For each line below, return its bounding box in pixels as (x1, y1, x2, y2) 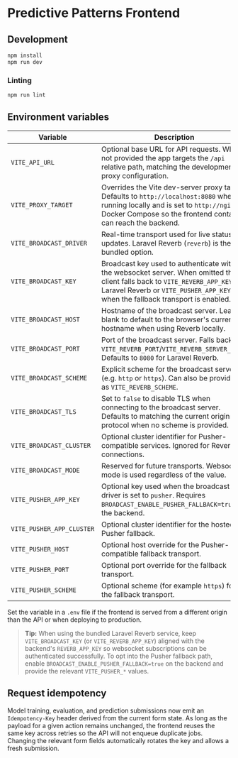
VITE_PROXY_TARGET (11, 201, 73, 209)
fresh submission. (7, 744, 59, 752)
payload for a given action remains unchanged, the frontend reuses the (7, 721, 215, 730)
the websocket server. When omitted (101, 268, 225, 278)
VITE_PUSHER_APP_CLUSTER (11, 524, 95, 533)
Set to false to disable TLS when (101, 393, 211, 403)
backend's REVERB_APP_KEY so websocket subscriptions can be (24, 644, 207, 652)
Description (154, 132, 195, 142)
